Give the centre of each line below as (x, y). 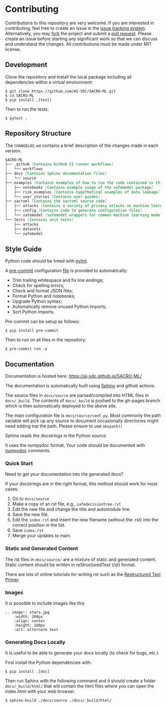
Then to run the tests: (27, 109)
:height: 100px (30, 625)
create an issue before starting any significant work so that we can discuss (82, 39)
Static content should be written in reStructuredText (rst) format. (71, 565)
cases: (12, 489)
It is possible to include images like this (45, 603)
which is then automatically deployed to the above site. (61, 406)
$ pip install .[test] (28, 100)
